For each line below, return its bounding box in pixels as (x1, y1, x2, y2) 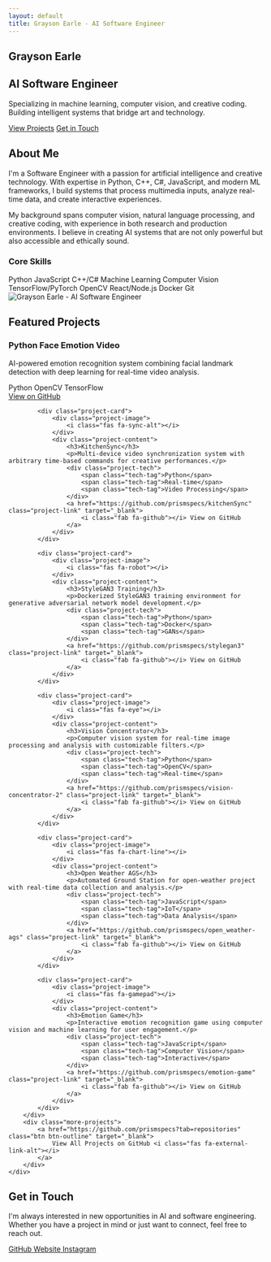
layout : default (8, 11, 63, 20)
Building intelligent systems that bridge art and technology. (8, 107, 205, 117)
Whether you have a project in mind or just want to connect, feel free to (8, 1220, 247, 1229)
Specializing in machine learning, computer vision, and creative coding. (8, 98, 247, 108)
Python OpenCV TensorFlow (8, 383, 104, 392)
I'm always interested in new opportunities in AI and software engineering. (8, 1212, 257, 1221)
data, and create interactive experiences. (24, 194, 162, 204)
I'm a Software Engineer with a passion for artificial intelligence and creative (8, 168, 263, 178)
